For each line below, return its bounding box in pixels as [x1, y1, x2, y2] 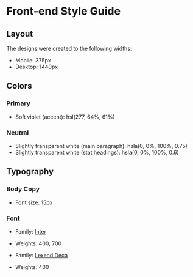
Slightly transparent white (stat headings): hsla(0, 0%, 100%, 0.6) [15, 149, 180, 156]
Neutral [6, 128, 29, 137]
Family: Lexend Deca [15, 251, 68, 259]
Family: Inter [15, 227, 47, 235]
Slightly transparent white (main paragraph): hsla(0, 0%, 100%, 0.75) [15, 142, 188, 149]
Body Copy [6, 185, 40, 193]
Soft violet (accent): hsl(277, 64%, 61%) [15, 113, 115, 120]
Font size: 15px [15, 199, 53, 206]
